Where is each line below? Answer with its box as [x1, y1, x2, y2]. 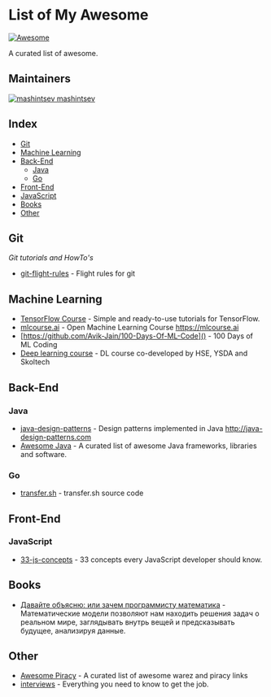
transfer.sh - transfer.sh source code [20, 488, 144, 498]
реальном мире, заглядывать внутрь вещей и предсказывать [20, 616, 235, 627]
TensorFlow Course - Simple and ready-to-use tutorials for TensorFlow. [20, 314, 260, 324]
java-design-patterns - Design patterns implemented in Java [20, 423, 224, 433]
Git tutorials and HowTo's [8, 253, 94, 263]
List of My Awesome [8, 6, 149, 24]
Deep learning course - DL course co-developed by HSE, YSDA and [20, 348, 248, 359]
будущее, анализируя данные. [20, 625, 126, 635]
